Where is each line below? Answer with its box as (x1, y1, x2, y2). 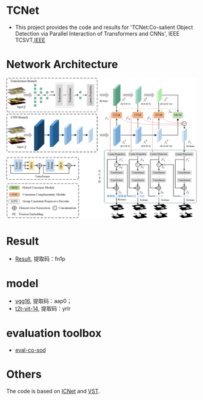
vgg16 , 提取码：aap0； (14, 297, 72, 305)
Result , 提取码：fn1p (14, 255, 65, 262)
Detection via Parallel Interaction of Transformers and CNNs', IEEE (14, 30, 180, 37)
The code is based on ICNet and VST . (6, 387, 100, 395)
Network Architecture (6, 58, 118, 71)
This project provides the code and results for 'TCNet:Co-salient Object (14, 24, 193, 31)
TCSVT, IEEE (14, 36, 45, 43)
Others (6, 367, 42, 381)
